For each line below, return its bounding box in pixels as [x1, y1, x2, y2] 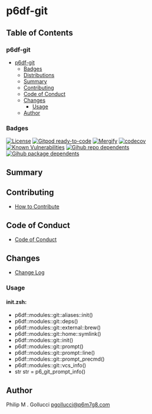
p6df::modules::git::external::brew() [14, 324, 101, 331]
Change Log [14, 269, 45, 276]
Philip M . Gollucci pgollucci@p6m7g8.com [6, 401, 110, 408]
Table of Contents [6, 28, 74, 38]
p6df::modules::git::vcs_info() [14, 362, 87, 369]
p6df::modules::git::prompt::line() [14, 349, 95, 357]
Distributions [23, 71, 55, 78]
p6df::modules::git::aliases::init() [14, 312, 93, 319]
